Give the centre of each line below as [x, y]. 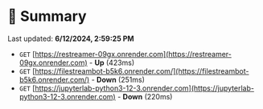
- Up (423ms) [112, 63]
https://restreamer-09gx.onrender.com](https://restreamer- [134, 54]
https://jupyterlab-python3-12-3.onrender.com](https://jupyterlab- [145, 88]
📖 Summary [47, 16]
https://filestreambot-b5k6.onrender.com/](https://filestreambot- [142, 71]
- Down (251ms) [118, 79]
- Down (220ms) [145, 96]
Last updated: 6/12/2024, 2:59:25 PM [71, 38]
